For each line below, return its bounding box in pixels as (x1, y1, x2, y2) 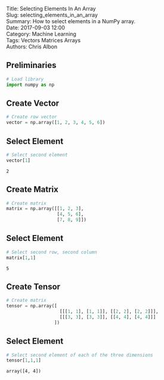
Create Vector (6, 98, 60, 108)
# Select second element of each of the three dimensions (6, 352, 153, 358)
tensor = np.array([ (6, 303, 58, 309)
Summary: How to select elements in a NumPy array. (6, 18, 136, 24)
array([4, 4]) (6, 368, 42, 375)
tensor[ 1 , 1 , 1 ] (6, 357, 42, 363)
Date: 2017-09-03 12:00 (6, 24, 66, 31)
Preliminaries (6, 60, 57, 70)
